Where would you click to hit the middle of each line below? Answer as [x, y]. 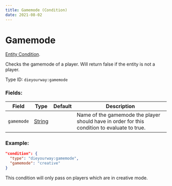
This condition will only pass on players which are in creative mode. [77, 178]
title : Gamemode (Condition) [36, 10]
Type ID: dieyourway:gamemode [37, 79]
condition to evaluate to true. [111, 128]
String [41, 121]
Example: [17, 143]
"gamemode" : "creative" [35, 163]
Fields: [14, 93]
